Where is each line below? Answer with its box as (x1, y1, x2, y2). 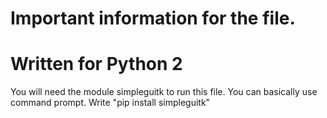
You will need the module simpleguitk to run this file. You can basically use (10, 86, 318, 98)
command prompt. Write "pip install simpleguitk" (10, 97, 211, 109)
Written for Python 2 (10, 53, 183, 76)
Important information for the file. (10, 7, 296, 30)
